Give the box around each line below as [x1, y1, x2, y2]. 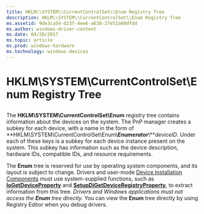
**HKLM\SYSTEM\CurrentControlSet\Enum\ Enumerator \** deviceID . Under [6, 131, 196, 139]
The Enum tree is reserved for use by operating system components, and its [6, 162, 198, 170]
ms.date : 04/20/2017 [6, 32, 59, 38]
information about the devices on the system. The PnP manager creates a [6, 118, 191, 125]
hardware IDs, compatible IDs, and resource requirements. [6, 150, 153, 158]
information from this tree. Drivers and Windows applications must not [6, 188, 183, 195]
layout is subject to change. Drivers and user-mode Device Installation [6, 168, 183, 176]
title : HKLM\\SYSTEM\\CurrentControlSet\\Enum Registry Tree [6, 9, 165, 15]
